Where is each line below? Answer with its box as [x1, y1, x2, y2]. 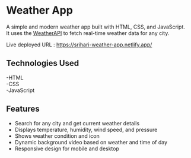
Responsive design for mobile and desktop [14, 145, 120, 152]
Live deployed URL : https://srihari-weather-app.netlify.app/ [6, 41, 152, 48]
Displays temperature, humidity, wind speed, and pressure [14, 126, 158, 133]
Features [6, 104, 40, 114]
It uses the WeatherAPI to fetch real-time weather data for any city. [6, 29, 170, 36]
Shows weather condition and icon [14, 132, 100, 140]
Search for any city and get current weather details [14, 119, 140, 127]
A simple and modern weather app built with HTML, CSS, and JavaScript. [6, 23, 186, 30]
